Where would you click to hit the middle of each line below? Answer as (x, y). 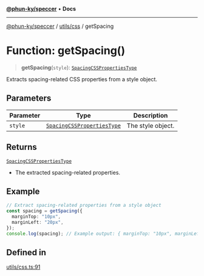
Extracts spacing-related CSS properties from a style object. (82, 79)
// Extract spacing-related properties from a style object (84, 206)
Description (151, 115)
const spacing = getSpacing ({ (45, 211)
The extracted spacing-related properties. (67, 172)
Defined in (26, 253)
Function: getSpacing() (66, 51)
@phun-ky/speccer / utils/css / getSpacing (60, 26)
